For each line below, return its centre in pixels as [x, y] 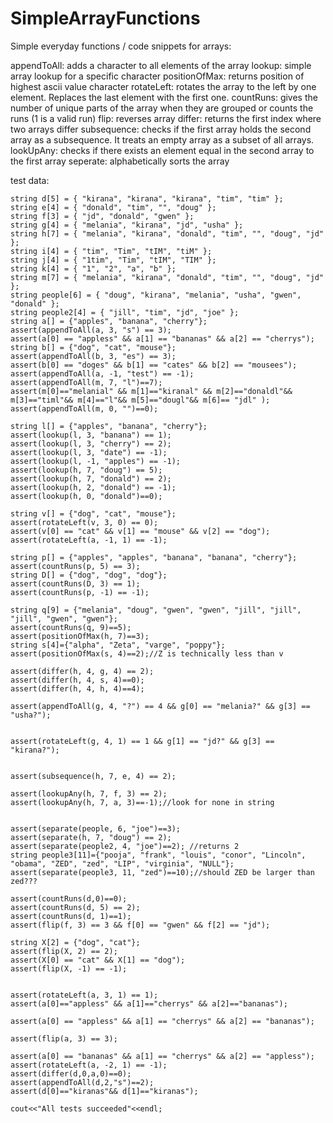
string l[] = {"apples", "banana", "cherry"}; [109, 426]
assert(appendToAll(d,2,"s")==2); [82, 1082]
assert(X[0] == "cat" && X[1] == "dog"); [98, 960]
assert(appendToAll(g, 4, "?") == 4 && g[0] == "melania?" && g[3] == [160, 706]
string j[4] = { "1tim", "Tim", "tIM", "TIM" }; [113, 260]
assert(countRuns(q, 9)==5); [71, 627]
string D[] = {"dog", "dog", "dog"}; [89, 575]
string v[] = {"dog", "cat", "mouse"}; [93, 513]
